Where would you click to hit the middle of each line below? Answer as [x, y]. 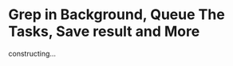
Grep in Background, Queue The [116, 15]
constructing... [32, 53]
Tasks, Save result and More [104, 31]
